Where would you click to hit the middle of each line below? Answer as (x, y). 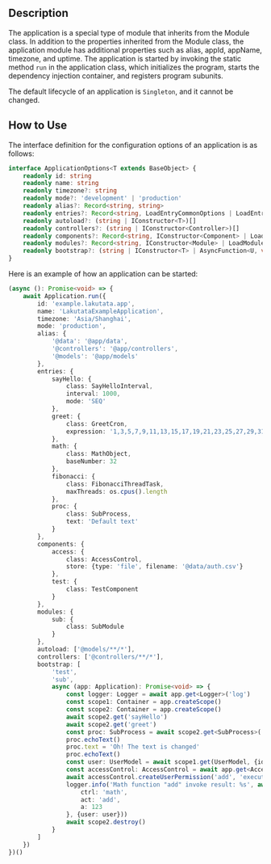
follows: (21, 154)
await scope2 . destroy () (106, 822)
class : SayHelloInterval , (109, 386)
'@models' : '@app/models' (95, 356)
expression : (86, 432)
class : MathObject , (98, 454)
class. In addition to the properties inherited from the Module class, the (126, 41)
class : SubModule (95, 627)
